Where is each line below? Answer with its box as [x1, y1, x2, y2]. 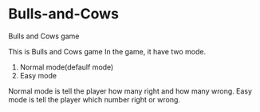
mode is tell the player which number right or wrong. [8, 94, 181, 104]
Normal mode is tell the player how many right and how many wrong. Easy [8, 86, 253, 96]
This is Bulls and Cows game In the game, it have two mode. [8, 46, 206, 56]
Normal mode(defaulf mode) [19, 62, 114, 72]
